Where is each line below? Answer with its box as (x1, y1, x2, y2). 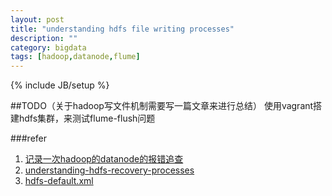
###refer (10, 132, 48, 145)
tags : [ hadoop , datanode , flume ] (10, 52, 141, 62)
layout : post (10, 14, 65, 25)
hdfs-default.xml (24, 175, 94, 187)
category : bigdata (10, 42, 87, 53)
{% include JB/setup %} (10, 79, 110, 91)
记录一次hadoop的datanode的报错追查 (24, 153, 184, 165)
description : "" (10, 33, 78, 43)
